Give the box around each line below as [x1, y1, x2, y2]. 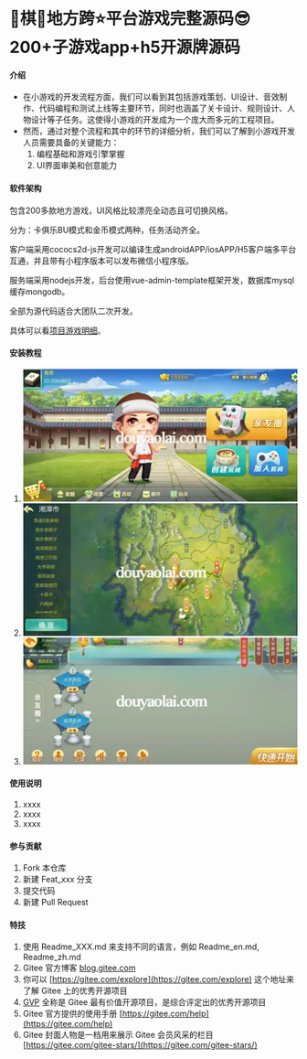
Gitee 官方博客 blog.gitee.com [22, 962, 136, 974]
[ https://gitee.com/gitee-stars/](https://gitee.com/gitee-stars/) [22, 1040, 258, 1051]
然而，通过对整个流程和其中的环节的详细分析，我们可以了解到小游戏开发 [22, 125, 295, 137]
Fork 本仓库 [22, 862, 67, 873]
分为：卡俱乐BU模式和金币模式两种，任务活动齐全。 [9, 224, 206, 235]
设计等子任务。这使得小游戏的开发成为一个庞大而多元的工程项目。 [30, 114, 280, 125]
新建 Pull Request [22, 897, 89, 908]
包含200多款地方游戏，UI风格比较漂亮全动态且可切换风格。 [9, 205, 233, 216]
